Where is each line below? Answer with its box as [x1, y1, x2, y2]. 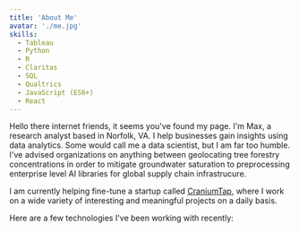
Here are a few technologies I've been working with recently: [9, 212, 235, 224]
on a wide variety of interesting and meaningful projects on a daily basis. [9, 195, 278, 206]
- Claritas [17, 64, 58, 73]
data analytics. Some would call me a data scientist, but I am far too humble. [9, 140, 291, 150]
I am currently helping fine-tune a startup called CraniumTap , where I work [9, 185, 285, 197]
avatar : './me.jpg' [9, 21, 82, 30]
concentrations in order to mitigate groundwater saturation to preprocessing [9, 159, 290, 170]
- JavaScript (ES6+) [17, 88, 94, 97]
